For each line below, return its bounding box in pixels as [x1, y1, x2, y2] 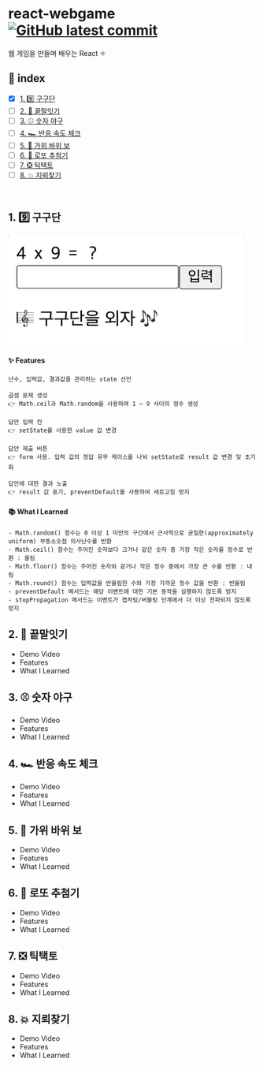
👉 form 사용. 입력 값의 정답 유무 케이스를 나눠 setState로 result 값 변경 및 [8, 453, 242, 461]
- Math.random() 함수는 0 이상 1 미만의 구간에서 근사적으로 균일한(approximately [8, 529, 254, 537]
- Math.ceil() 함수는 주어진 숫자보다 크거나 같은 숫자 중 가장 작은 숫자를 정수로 [8, 546, 244, 553]
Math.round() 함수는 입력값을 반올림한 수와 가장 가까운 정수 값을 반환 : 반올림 [15, 579, 246, 587]
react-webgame [8, 5, 116, 23]
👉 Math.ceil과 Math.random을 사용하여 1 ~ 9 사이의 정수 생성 [8, 400, 198, 408]
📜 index [8, 72, 46, 85]
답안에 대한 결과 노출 [8, 479, 68, 487]
